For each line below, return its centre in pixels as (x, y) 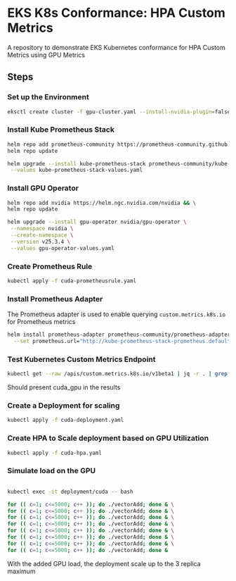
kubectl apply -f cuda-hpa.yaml (54, 453)
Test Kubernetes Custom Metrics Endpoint (81, 359)
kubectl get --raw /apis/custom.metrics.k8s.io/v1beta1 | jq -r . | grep (118, 374)
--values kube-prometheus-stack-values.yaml (76, 170)
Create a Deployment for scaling (64, 406)
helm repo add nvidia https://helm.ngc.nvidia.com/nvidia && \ (102, 203)
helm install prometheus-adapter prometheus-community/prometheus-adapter (119, 335)
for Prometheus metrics (41, 322)
